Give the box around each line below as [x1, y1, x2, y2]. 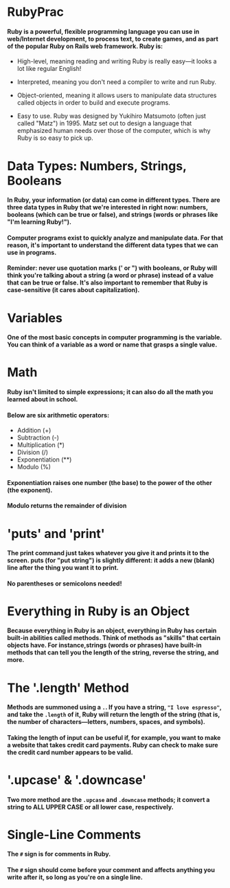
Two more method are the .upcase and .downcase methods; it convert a [7, 795, 210, 803]
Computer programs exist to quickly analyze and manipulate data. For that [7, 234, 223, 242]
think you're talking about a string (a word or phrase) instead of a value [7, 271, 214, 280]
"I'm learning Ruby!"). [7, 218, 72, 226]
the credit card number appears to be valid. [7, 748, 134, 756]
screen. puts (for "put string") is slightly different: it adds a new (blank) [7, 556, 215, 565]
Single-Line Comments [7, 827, 141, 843]
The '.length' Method [7, 680, 129, 696]
